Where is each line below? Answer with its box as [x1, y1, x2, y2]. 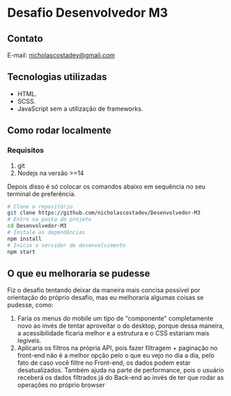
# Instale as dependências [7, 229, 86, 236]
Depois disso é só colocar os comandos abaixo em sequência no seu [7, 182, 206, 191]
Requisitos [7, 145, 44, 155]
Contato [7, 33, 43, 45]
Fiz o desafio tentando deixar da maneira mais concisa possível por [7, 286, 200, 294]
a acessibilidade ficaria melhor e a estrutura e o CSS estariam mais [17, 329, 210, 338]
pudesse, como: [7, 301, 54, 309]
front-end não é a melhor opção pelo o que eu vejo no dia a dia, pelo [17, 351, 214, 360]
